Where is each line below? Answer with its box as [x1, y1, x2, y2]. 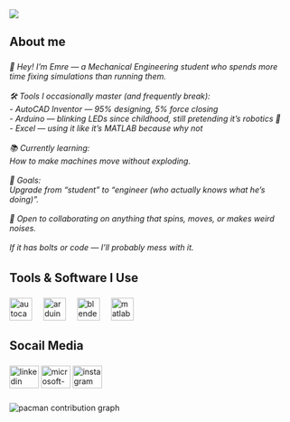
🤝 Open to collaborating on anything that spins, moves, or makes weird [9, 213, 275, 224]
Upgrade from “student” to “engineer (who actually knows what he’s [9, 184, 266, 195]
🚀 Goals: [9, 175, 42, 186]
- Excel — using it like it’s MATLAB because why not [9, 123, 203, 134]
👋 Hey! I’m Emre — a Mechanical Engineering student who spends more [9, 61, 278, 72]
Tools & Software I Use [9, 270, 138, 286]
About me [9, 34, 66, 50]
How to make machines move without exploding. [9, 155, 192, 166]
